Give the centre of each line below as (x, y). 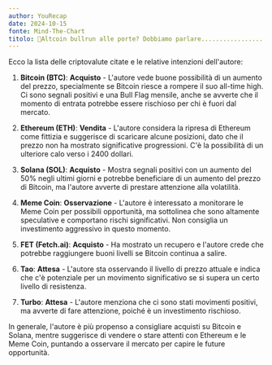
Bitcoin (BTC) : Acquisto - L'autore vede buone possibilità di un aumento (141, 77)
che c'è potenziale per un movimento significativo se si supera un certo (140, 278)
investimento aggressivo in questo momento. (95, 229)
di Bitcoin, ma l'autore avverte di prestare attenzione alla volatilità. (130, 187)
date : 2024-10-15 (38, 24)
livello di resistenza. (53, 287)
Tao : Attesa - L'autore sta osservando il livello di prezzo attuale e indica (140, 269)
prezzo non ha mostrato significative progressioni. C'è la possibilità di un (142, 145)
